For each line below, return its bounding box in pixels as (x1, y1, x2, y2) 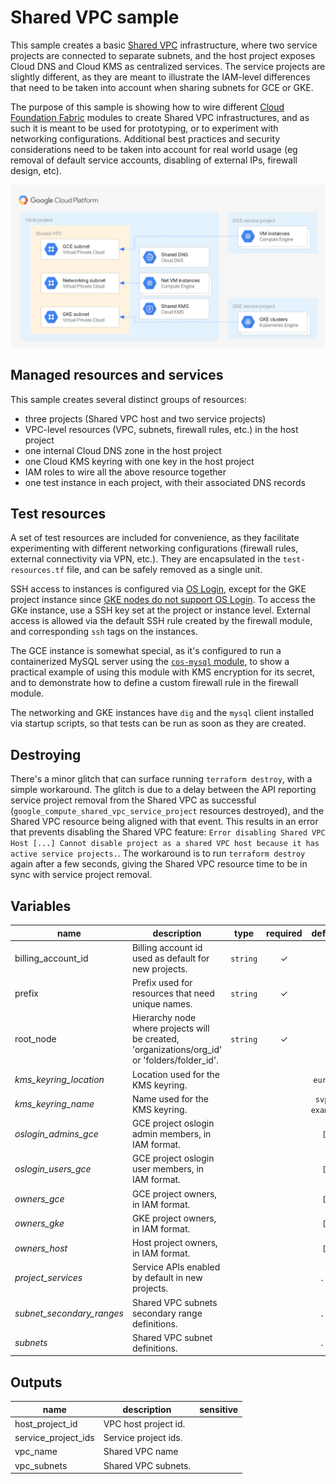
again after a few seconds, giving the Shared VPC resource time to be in (10, 858, 308, 870)
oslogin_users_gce (14, 1163, 92, 1175)
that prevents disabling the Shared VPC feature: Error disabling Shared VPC (10, 826, 326, 838)
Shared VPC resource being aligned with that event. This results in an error (10, 816, 319, 828)
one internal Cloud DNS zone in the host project (24, 444, 222, 456)
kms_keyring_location (14, 1074, 105, 1086)
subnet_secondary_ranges (14, 1307, 124, 1319)
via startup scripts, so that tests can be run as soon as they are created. (10, 717, 307, 730)
